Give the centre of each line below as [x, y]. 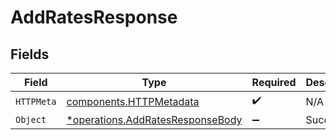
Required [274, 82]
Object [31, 119]
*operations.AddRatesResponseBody [154, 119]
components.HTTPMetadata [133, 101]
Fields [30, 54]
